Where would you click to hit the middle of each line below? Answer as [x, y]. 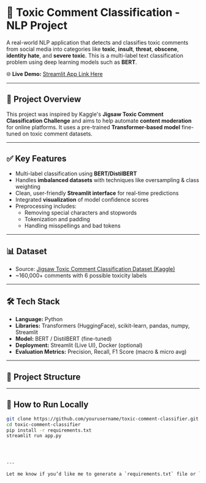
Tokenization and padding [57, 219]
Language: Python [39, 319]
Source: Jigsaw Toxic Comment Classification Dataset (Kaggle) [95, 269]
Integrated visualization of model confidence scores [82, 199]
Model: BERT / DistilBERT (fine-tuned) [63, 339]
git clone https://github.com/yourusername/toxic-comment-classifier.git [103, 419]
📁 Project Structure [44, 377]
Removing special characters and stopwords [80, 212]
